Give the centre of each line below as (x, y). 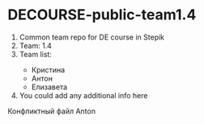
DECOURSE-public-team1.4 (102, 15)
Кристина (48, 69)
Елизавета (49, 87)
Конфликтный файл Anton (52, 111)
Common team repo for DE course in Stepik (92, 37)
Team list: (35, 54)
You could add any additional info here (83, 95)
